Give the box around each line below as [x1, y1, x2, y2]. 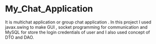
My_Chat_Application [5, 3, 94, 14]
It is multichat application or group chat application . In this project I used [5, 19, 152, 25]
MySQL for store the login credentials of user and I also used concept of [5, 29, 150, 35]
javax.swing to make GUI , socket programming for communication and [5, 24, 148, 30]
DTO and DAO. [5, 34, 34, 40]
